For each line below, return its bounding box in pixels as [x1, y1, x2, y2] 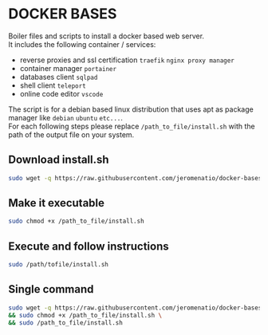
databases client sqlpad [19, 72, 98, 81]
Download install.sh [8, 153, 109, 167]
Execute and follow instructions [8, 239, 169, 253]
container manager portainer [19, 63, 117, 73]
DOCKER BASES [8, 5, 117, 23]
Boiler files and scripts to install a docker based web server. [8, 31, 205, 41]
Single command [8, 282, 94, 296]
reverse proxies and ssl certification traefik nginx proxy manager [19, 55, 235, 65]
